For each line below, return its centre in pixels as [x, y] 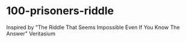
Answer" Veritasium [31, 33]
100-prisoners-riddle [60, 11]
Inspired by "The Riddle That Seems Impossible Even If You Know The [93, 27]
